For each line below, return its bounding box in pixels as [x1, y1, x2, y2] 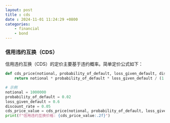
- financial [14, 26, 39, 31]
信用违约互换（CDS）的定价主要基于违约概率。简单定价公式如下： [5, 61, 143, 67]
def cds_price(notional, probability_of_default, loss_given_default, [5, 71, 157, 76]
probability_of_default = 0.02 [5, 94, 71, 99]
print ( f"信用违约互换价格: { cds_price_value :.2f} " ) [5, 113, 110, 118]
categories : [5, 21, 30, 27]
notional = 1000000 [5, 90, 47, 95]
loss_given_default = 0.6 [5, 99, 60, 104]
